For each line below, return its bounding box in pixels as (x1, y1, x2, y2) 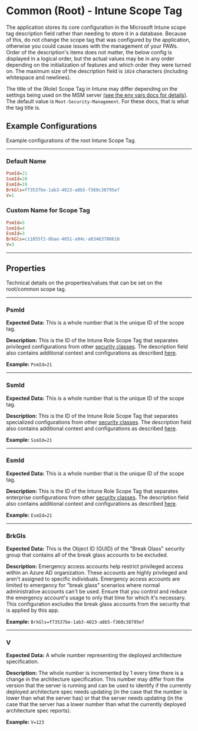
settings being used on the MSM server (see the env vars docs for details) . (6, 91, 188, 99)
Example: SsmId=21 (6, 436, 52, 443)
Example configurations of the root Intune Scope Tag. (6, 137, 137, 144)
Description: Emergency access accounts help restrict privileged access (6, 563, 184, 570)
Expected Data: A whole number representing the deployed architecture (6, 652, 182, 659)
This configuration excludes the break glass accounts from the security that (6, 601, 190, 608)
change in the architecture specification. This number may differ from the (6, 676, 184, 683)
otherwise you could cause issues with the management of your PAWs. (6, 42, 179, 50)
